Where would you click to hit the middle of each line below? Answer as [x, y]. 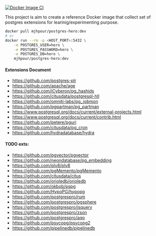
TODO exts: [17, 144]
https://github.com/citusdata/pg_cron [50, 128]
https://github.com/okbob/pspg [44, 186]
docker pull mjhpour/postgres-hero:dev [46, 31]
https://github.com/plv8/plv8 [41, 165]
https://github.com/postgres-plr [44, 80]
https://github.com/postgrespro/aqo [48, 217]
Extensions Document [28, 70]
